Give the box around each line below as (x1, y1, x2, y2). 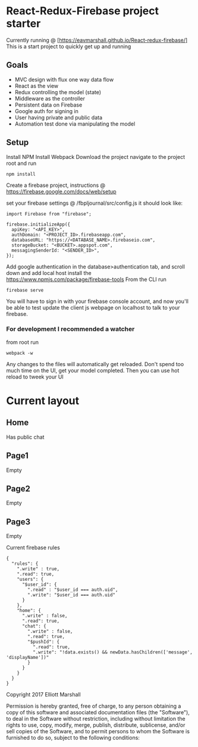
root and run (6, 160, 37, 167)
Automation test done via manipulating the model (14, 120, 136, 127)
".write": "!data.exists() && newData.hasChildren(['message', (32, 649, 193, 655)
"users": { (17, 576, 44, 583)
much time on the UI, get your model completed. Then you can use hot (6, 367, 180, 374)
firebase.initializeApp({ (6, 221, 70, 227)
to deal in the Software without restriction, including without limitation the (6, 715, 186, 723)
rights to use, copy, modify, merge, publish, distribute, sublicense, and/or (6, 721, 186, 729)
